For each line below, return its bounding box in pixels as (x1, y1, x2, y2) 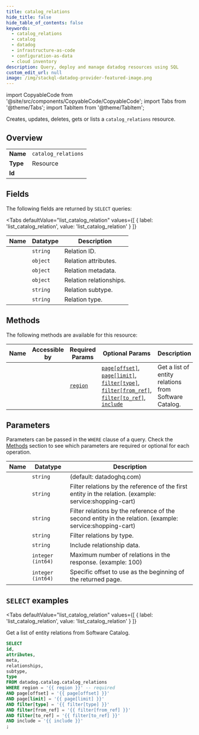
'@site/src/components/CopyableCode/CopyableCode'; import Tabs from (6, 98, 187, 105)
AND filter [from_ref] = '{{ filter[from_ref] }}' (6, 707, 131, 713)
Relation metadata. (64, 266, 117, 274)
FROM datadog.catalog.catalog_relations (6, 679, 108, 686)
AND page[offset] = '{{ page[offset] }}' (6, 690, 110, 696)
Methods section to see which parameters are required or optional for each (6, 442, 190, 450)
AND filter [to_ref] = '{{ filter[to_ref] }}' (6, 712, 120, 718)
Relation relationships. (64, 276, 126, 284)
